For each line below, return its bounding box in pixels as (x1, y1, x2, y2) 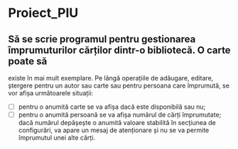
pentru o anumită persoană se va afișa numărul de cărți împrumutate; (18, 111, 222, 119)
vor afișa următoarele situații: (8, 89, 94, 97)
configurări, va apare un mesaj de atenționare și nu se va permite (18, 126, 210, 135)
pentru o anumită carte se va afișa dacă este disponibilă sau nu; (18, 102, 206, 111)
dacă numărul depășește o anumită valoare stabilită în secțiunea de (18, 119, 216, 127)
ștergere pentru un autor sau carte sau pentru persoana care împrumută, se (8, 81, 230, 90)
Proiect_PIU (8, 5, 79, 21)
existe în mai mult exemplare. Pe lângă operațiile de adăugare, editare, (8, 74, 214, 82)
